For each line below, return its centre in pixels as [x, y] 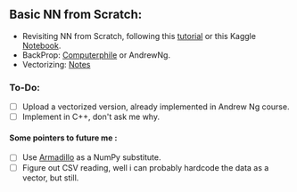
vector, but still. [50, 178]
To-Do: [25, 87]
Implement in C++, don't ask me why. [91, 117]
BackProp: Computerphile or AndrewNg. [96, 55]
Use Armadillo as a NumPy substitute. [91, 157]
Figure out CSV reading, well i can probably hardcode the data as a [145, 167]
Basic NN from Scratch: [76, 15]
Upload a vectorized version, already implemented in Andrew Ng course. [156, 107]
